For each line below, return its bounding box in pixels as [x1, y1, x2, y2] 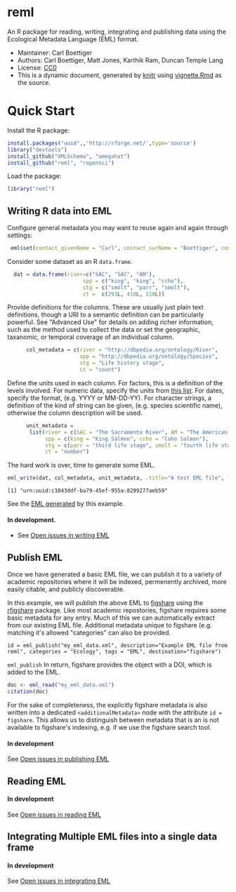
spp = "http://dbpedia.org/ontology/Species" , [79, 353, 218, 360]
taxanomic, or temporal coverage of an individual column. [7, 333, 174, 341]
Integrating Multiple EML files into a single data [7, 831, 218, 843]
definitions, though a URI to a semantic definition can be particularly [7, 310, 204, 319]
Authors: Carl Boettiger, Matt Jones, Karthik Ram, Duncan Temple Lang [17, 55, 223, 64]
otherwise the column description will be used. [7, 408, 143, 417]
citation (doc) [7, 688, 49, 695]
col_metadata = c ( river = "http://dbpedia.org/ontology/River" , [25, 347, 218, 354]
